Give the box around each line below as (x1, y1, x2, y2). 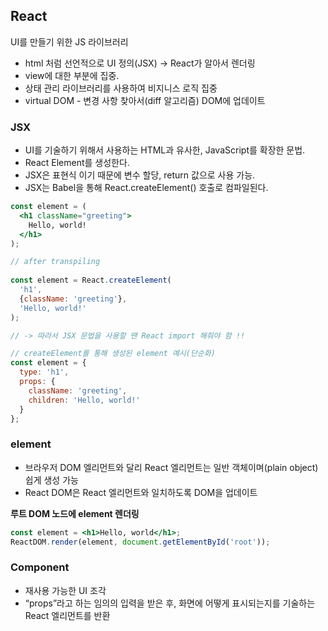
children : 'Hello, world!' (28, 395, 141, 405)
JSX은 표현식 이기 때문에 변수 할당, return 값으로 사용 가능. (24, 169, 256, 181)
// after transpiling (10, 257, 101, 267)
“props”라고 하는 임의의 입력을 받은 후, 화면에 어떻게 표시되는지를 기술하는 (24, 597, 316, 609)
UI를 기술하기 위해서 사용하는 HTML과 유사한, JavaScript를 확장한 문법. (24, 144, 306, 156)
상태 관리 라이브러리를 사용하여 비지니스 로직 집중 (24, 82, 218, 94)
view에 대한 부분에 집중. (24, 69, 120, 81)
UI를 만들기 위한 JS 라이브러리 (10, 35, 129, 48)
